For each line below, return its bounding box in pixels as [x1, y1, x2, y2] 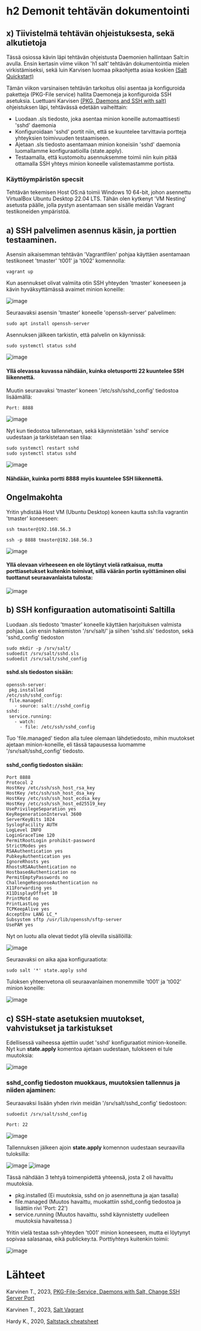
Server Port [6, 1294, 35, 1302]
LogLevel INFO [6, 827, 42, 833]
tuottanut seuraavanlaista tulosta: [6, 574, 93, 582]
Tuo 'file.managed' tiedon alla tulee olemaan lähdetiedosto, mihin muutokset [6, 734, 195, 742]
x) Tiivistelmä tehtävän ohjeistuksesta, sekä [6, 28, 175, 39]
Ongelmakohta [6, 492, 63, 503]
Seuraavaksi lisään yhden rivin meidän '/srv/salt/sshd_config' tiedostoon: [6, 1100, 187, 1107]
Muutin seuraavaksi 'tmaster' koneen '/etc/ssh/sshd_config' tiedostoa [6, 387, 179, 394]
